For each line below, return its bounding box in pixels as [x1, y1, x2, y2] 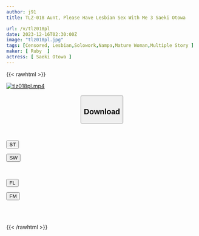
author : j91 [6, 9, 36, 15]
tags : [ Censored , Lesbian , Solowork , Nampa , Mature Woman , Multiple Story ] [6, 43, 194, 49]
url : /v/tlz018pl [6, 26, 50, 32]
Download [84, 107, 120, 116]
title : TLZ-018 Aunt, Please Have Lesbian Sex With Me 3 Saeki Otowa [6, 15, 186, 21]
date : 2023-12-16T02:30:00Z [6, 31, 78, 37]
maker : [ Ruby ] [6, 48, 50, 55]
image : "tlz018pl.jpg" [6, 37, 64, 43]
